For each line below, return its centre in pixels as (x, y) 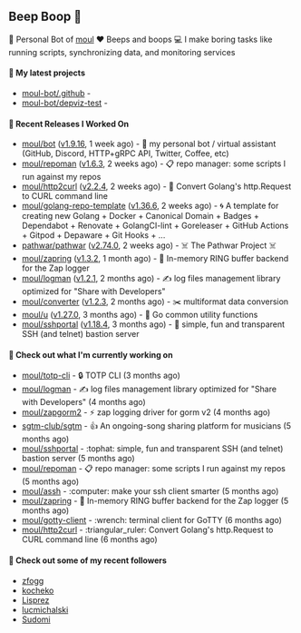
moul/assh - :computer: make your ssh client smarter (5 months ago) (150, 491)
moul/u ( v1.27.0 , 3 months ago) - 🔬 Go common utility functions (140, 315)
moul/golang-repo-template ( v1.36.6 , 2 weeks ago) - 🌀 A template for (150, 206)
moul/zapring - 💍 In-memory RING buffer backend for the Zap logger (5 (155, 501)
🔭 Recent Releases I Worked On (69, 124)
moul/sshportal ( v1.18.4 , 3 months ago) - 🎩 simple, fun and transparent (153, 324)
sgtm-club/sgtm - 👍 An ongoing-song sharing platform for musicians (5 (156, 426)
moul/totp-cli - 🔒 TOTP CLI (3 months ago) (101, 376)
